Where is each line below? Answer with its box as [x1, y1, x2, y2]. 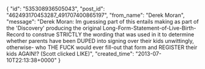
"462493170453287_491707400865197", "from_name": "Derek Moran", [6, 11, 185, 19]
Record [6, 31, 24, 38]
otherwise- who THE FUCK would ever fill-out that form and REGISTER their [6, 44, 198, 51]
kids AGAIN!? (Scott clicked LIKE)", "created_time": [6, 50, 135, 57]
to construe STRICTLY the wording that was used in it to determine [25, 31, 195, 38]
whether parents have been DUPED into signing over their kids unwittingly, [6, 38, 195, 44]
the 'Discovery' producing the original [6, 24, 102, 31]
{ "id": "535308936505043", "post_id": [6, 5, 105, 12]
